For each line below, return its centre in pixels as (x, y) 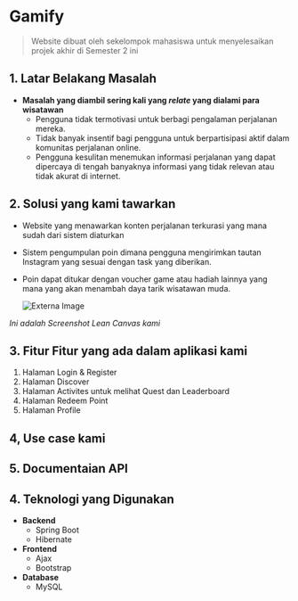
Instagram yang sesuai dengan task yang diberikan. (117, 261)
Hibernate (54, 539)
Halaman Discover (56, 382)
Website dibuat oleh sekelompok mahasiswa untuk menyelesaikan (152, 41)
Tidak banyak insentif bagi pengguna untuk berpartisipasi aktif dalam (162, 138)
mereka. (50, 128)
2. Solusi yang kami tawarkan (93, 204)
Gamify (37, 16)
